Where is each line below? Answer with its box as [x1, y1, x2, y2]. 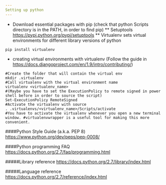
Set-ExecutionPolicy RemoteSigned [5, 97, 78, 102]
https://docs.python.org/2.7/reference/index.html [5, 173, 107, 179]
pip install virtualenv [5, 47, 55, 52]
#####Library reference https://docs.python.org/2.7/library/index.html [5, 158, 151, 164]
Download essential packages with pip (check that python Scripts [12, 21, 149, 27]
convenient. [5, 119, 30, 125]
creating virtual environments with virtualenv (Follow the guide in [12, 56, 147, 62]
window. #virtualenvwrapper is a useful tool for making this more [5, 115, 150, 120]
